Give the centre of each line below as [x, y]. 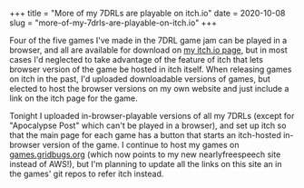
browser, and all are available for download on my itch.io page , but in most [148, 50]
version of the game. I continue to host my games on [141, 145]
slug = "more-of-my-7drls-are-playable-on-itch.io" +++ [113, 23]
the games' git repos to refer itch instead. [87, 173]
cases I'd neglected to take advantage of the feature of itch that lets [136, 59]
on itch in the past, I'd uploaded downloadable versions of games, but [140, 79]
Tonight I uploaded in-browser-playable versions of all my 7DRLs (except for [152, 116]
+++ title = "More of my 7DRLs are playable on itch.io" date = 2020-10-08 [147, 13]
